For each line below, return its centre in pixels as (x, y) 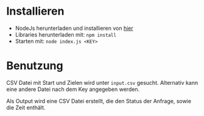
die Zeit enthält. (26, 107)
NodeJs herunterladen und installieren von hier (74, 28)
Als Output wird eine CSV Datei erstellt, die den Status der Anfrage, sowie (99, 101)
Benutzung (35, 66)
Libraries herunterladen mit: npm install (66, 34)
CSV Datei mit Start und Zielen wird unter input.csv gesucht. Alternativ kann (102, 82)
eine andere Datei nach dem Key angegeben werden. (73, 89)
